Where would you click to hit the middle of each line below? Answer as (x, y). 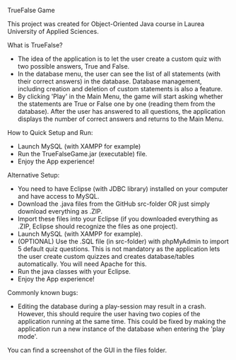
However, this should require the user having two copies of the (109, 314)
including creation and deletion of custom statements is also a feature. (120, 89)
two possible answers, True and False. (73, 66)
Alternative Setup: (34, 175)
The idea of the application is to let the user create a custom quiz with (119, 59)
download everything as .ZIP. (60, 211)
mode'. (28, 336)
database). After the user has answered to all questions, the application (122, 111)
